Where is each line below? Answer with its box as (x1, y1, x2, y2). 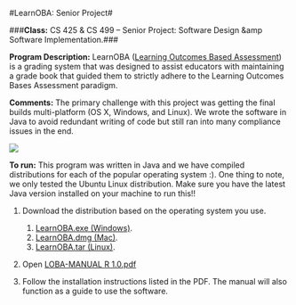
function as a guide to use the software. (21, 285, 169, 296)
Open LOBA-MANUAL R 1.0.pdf (21, 259, 137, 269)
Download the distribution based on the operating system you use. (21, 205, 267, 216)
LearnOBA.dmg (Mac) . (35, 232, 118, 243)
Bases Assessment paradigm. (9, 80, 118, 90)
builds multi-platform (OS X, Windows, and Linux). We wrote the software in (9, 107, 287, 117)
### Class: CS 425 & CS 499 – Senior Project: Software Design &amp (9, 25, 263, 35)
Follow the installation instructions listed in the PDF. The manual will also (21, 276, 287, 286)
